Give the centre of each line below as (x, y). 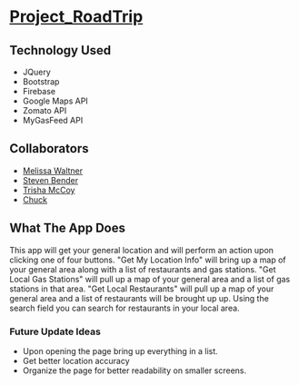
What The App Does (67, 228)
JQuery (37, 72)
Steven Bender (50, 180)
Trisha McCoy (49, 190)
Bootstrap (41, 82)
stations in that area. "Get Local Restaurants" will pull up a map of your (142, 289)
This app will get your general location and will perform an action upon (142, 250)
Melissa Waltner (53, 171)
